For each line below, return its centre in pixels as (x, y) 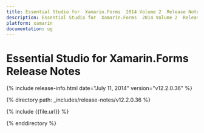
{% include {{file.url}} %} (38, 112)
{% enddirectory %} (31, 123)
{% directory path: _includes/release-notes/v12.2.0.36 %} (78, 100)
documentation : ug (29, 29)
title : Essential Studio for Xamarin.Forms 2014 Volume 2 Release (96, 12)
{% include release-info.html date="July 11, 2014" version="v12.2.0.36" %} (99, 88)
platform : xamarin (29, 23)
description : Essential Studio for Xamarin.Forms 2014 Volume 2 (92, 18)
